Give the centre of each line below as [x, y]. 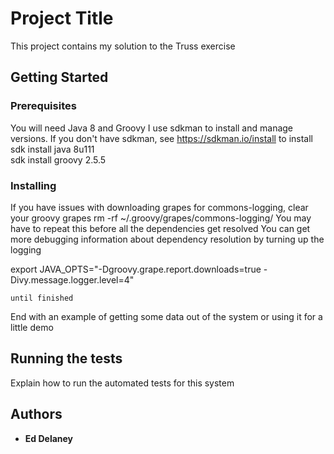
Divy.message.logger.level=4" [72, 279]
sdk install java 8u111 [52, 149]
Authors [36, 414]
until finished [42, 298]
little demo [32, 327]
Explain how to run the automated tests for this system [122, 383]
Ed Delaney [49, 438]
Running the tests [66, 358]
